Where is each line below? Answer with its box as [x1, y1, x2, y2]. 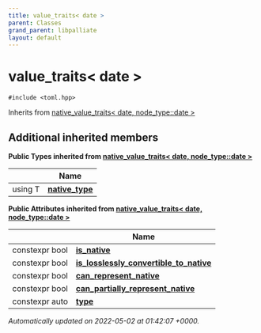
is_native [75, 244, 111, 255]
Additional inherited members [8, 131, 159, 144]
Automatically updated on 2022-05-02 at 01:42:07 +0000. [8, 316, 200, 325]
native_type [47, 184, 93, 195]
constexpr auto [12, 296, 69, 307]
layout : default [8, 33, 62, 42]
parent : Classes [8, 19, 62, 27]
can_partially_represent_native [75, 283, 195, 293]
